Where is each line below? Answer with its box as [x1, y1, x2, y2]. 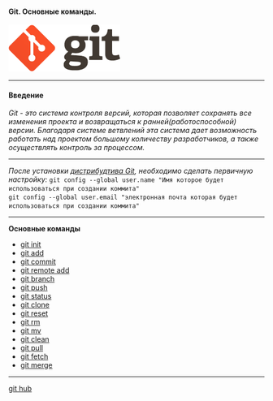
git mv [19, 326, 42, 336]
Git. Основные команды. [8, 6, 97, 16]
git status [19, 291, 52, 301]
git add [19, 248, 45, 258]
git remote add [19, 265, 70, 275]
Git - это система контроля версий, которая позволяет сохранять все [8, 108, 252, 118]
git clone [19, 300, 50, 310]
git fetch [19, 351, 49, 361]
